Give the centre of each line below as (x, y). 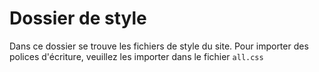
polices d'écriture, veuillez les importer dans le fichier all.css (136, 56)
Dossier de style (78, 18)
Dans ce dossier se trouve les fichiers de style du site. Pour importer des (159, 46)
